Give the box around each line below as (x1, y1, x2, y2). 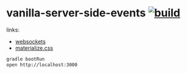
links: (6, 26, 20, 33)
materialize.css (15, 44, 54, 52)
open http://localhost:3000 (6, 61, 78, 68)
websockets (15, 38, 46, 45)
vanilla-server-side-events (6, 6, 146, 20)
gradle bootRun (6, 56, 45, 62)
